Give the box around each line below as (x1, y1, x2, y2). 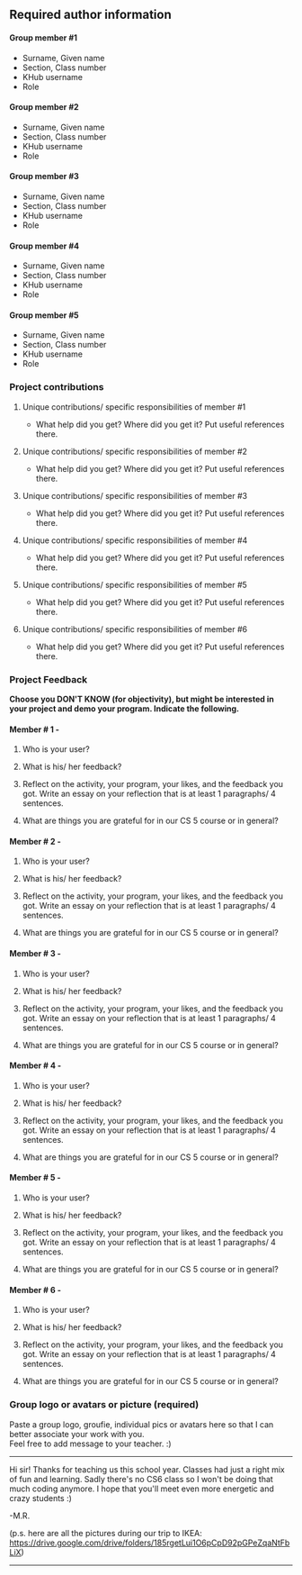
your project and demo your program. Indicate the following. (9, 703, 240, 714)
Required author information (9, 7, 173, 23)
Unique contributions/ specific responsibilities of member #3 (22, 490, 248, 501)
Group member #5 (9, 310, 79, 321)
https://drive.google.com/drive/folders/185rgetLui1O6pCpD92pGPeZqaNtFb (9, 1537, 290, 1548)
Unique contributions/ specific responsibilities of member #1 (22, 401, 246, 412)
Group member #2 (9, 102, 79, 113)
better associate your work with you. (9, 1428, 146, 1439)
